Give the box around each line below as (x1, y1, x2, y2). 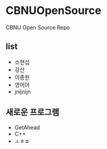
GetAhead (14, 123, 40, 131)
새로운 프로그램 (5, 107, 60, 117)
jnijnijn (14, 88, 31, 95)
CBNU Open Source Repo (5, 24, 71, 31)
